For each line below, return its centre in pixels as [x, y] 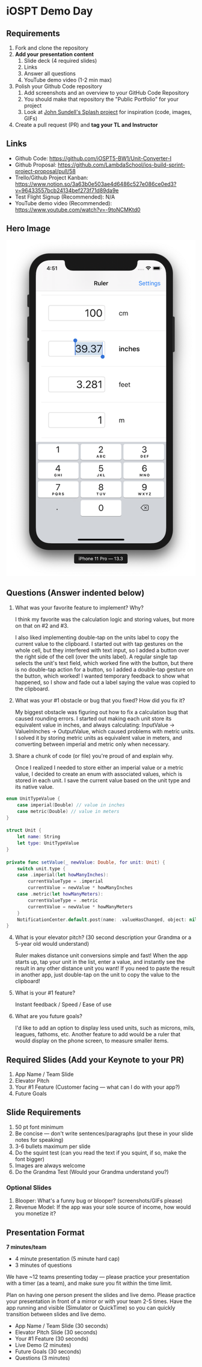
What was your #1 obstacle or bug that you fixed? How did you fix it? [100, 700]
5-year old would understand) [52, 944]
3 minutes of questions [43, 1265]
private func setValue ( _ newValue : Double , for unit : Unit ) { [86, 862]
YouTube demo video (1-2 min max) [68, 80]
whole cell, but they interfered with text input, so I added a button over [102, 650]
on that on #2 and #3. [42, 625]
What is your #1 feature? [45, 993]
